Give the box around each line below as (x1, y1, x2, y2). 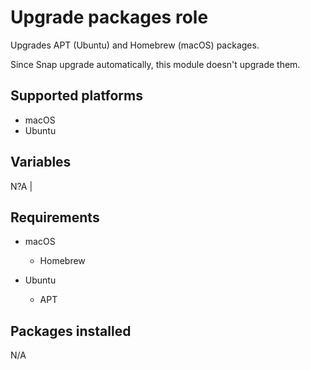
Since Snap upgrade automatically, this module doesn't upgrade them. (10, 58, 301, 70)
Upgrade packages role (10, 6, 209, 29)
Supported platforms (10, 87, 143, 105)
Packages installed (10, 322, 132, 340)
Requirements (10, 209, 100, 226)
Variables (10, 154, 72, 171)
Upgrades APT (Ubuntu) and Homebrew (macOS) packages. (10, 39, 260, 51)
